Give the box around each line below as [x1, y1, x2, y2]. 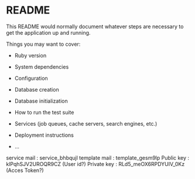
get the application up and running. [6, 29, 91, 36]
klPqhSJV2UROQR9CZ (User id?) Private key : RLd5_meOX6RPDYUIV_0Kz [6, 160, 185, 167]
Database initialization [14, 97, 69, 104]
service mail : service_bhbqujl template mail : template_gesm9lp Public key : [6, 154, 189, 161]
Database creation [14, 86, 60, 93]
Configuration [14, 75, 48, 82]
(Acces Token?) [6, 167, 44, 174]
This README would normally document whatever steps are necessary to [6, 23, 184, 30]
